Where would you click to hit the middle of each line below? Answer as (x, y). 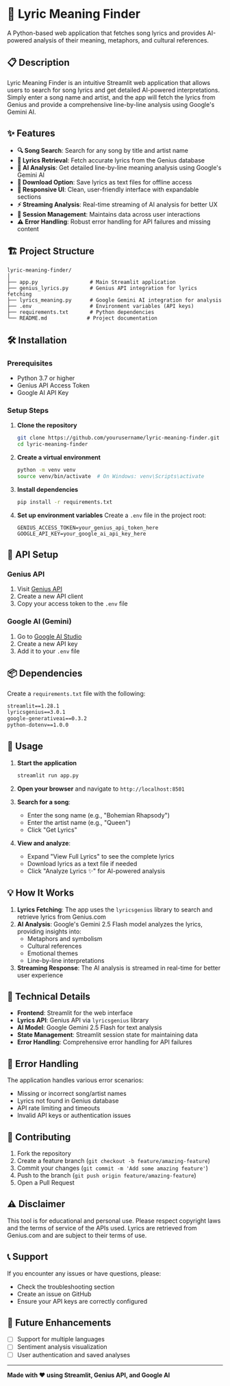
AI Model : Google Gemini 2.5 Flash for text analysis (89, 1027)
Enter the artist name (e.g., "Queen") (79, 822)
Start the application (47, 763)
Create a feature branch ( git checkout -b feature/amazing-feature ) (114, 1160)
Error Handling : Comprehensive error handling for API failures (105, 1042)
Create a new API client (50, 597)
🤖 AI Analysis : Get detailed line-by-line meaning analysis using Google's (119, 167)
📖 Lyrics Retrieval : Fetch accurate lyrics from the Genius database (111, 160)
